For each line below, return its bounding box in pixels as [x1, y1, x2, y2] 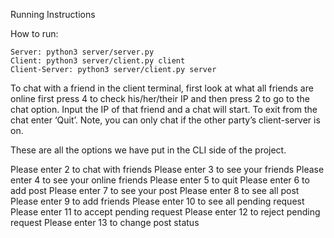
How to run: [10, 28, 59, 39]
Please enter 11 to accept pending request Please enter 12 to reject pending [10, 206, 321, 218]
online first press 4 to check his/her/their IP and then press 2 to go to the [10, 93, 310, 104]
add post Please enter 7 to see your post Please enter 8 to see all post [10, 185, 300, 196]
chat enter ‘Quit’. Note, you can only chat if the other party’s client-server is [10, 114, 321, 126]
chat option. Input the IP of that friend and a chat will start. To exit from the [10, 104, 318, 115]
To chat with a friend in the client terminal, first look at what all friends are [10, 82, 314, 94]
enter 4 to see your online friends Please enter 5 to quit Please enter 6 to [10, 174, 310, 186]
